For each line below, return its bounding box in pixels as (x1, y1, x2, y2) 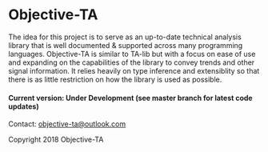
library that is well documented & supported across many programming (8, 40, 243, 50)
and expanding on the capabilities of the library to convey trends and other (8, 58, 255, 67)
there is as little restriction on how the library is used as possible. (8, 74, 222, 84)
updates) (8, 102, 39, 111)
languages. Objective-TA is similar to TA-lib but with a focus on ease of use (8, 49, 256, 58)
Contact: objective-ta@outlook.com (8, 119, 126, 129)
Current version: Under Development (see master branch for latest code (8, 93, 254, 102)
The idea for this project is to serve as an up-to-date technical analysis (8, 32, 242, 42)
